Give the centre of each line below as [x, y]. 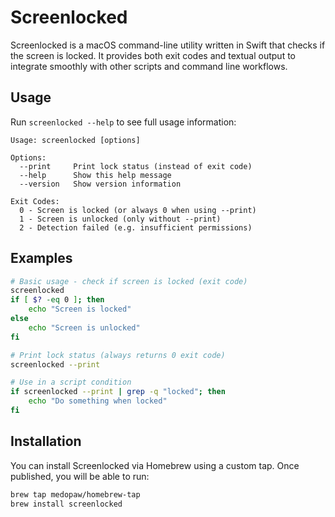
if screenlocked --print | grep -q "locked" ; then [118, 392]
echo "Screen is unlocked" [84, 327]
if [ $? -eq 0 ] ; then [57, 300]
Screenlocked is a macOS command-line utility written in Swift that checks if [168, 45]
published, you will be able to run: [80, 476]
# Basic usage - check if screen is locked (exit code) [129, 281]
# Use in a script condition [71, 382]
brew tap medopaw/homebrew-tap [75, 494]
